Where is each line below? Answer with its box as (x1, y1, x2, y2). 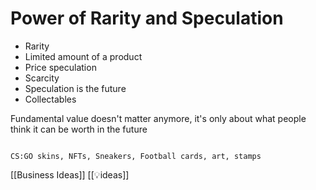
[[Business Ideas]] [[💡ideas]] (10, 168, 130, 181)
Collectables (24, 93, 77, 105)
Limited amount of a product (24, 50, 143, 62)
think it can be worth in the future (10, 123, 148, 135)
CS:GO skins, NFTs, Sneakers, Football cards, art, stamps (10, 151, 262, 161)
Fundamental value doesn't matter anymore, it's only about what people (10, 112, 307, 124)
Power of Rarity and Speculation (10, 7, 284, 30)
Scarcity (24, 72, 60, 84)
